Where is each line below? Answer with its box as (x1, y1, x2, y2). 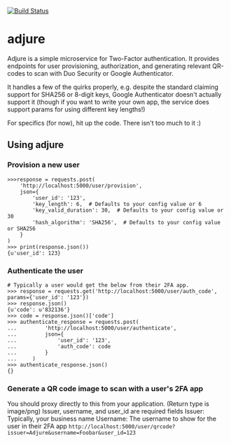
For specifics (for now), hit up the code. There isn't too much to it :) (7, 118, 202, 127)
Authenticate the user (7, 266, 84, 275)
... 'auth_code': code (7, 343, 111, 350)
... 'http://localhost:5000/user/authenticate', (7, 325, 177, 332)
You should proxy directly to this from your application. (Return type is (7, 400, 210, 408)
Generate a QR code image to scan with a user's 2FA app (7, 383, 204, 393)
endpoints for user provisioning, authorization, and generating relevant (7, 62, 211, 70)
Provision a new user (7, 160, 80, 170)
